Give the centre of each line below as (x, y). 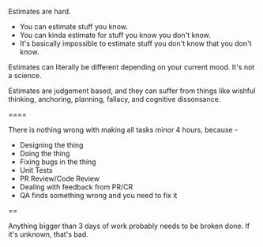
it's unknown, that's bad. (48, 234)
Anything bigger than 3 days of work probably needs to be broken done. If (129, 226)
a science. (25, 75)
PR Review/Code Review (60, 178)
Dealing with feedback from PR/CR (76, 187)
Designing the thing (51, 145)
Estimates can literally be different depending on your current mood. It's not (131, 67)
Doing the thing (45, 153)
